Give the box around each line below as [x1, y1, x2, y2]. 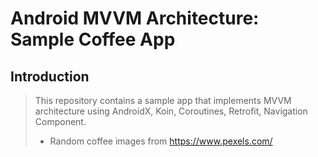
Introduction [10, 68, 90, 85]
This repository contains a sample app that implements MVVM [34, 95, 292, 106]
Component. [34, 116, 87, 127]
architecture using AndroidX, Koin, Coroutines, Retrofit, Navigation [34, 105, 308, 117]
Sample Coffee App [10, 28, 176, 51]
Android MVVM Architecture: [10, 7, 260, 30]
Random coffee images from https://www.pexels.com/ [49, 135, 273, 147]
